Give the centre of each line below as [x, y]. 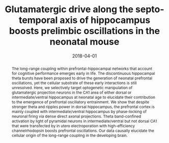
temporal [38, 20]
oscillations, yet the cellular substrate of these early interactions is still [74, 83]
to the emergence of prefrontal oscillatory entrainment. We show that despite [80, 102]
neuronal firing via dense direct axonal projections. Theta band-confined [76, 116]
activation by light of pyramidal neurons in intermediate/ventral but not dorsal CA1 [84, 121]
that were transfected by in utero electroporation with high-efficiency [73, 126]
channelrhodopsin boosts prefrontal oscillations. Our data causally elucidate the [83, 131]
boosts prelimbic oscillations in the [84, 31]
